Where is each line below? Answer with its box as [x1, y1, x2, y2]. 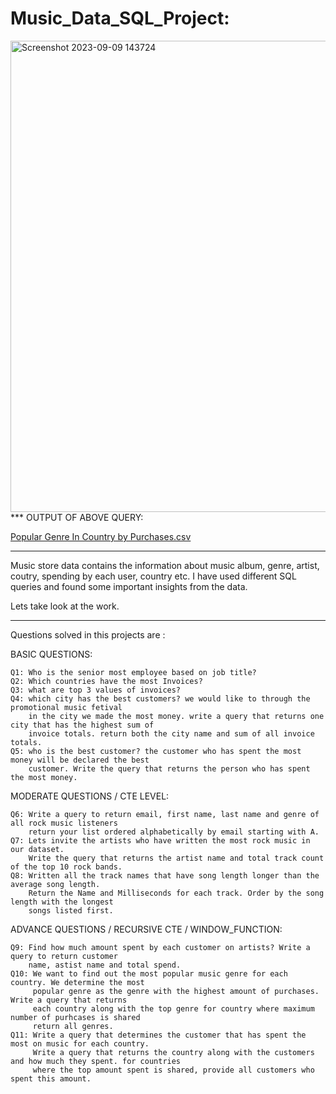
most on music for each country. [10, 1038, 150, 1049]
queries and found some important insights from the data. [10, 580, 248, 592]
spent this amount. [10, 1073, 92, 1084]
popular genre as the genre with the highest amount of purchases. [32, 986, 320, 996]
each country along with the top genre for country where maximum [32, 1003, 315, 1014]
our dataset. [10, 844, 65, 854]
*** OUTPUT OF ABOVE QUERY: [10, 511, 144, 523]
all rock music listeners [10, 818, 118, 828]
